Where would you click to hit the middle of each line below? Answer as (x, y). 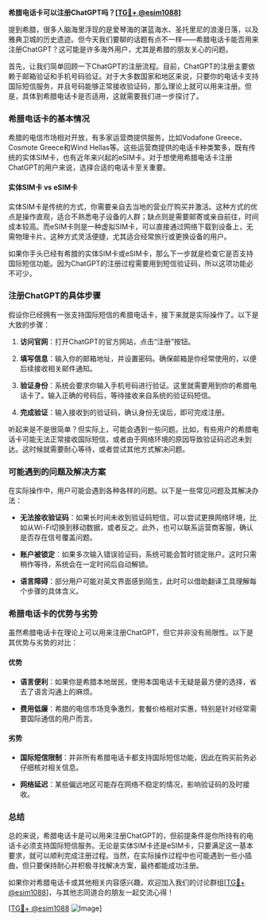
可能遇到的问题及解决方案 (57, 472)
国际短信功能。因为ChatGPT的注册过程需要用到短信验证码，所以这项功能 (128, 263)
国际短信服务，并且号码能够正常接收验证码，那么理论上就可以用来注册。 (126, 86)
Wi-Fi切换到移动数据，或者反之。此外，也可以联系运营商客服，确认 (144, 527)
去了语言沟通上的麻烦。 (58, 692)
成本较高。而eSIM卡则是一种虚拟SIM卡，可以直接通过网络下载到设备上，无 (131, 226)
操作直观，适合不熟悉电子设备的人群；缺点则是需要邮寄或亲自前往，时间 (140, 216)
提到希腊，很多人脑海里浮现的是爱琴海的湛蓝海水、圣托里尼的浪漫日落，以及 (133, 29)
